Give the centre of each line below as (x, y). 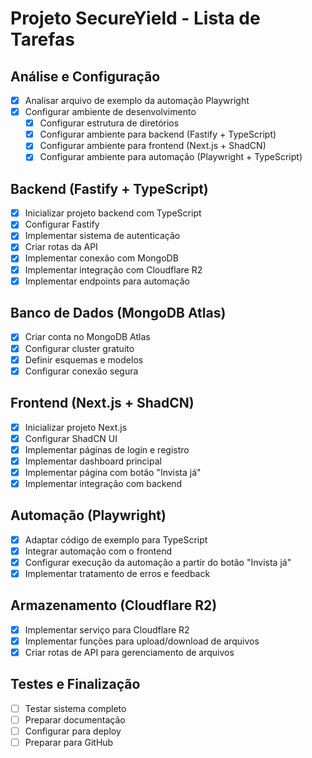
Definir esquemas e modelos (84, 359)
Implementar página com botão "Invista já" (113, 472)
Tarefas (42, 39)
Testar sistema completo (75, 708)
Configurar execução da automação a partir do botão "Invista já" (158, 562)
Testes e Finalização (75, 684)
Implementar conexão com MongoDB (101, 258)
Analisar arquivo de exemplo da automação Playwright (137, 100)
